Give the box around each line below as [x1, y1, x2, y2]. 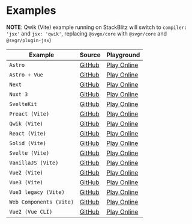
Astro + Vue [9, 71, 44, 78]
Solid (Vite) [9, 140, 47, 146]
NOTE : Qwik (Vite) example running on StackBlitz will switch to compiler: [6, 23, 187, 31]
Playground [106, 51, 140, 59]
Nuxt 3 [9, 91, 28, 98]
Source [79, 51, 101, 59]
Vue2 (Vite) [9, 169, 44, 176]
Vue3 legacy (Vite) [9, 188, 65, 196]
